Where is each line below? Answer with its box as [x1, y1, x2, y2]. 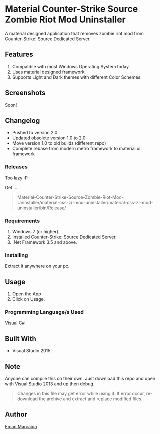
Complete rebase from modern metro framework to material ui [12, 146, 141, 152]
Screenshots [5, 89, 46, 97]
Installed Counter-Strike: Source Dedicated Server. [12, 234, 117, 240]
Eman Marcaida [5, 423, 37, 429]
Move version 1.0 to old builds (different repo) [12, 140, 106, 146]
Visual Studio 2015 [12, 348, 51, 354]
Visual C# [5, 320, 25, 326]
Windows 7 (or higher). [12, 228, 60, 234]
